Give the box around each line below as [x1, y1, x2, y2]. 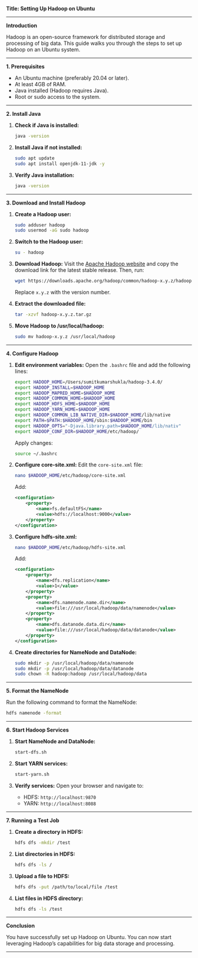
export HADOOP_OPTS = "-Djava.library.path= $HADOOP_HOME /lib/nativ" [14, 423, 181, 429]
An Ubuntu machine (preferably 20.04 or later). [14, 74, 130, 82]
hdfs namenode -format [6, 710, 62, 716]
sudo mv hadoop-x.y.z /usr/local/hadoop [14, 333, 115, 339]
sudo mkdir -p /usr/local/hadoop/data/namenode [14, 660, 134, 666]
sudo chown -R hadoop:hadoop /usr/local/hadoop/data [14, 671, 147, 677]
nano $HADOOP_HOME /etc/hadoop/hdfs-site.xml [14, 544, 126, 550]
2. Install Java [6, 111, 41, 117]
